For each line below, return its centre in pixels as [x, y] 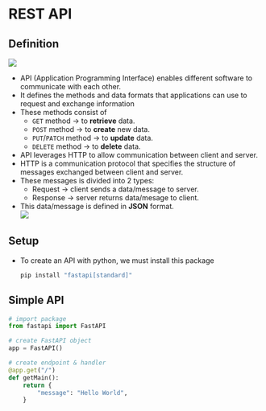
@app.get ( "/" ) [32, 370]
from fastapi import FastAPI [57, 327]
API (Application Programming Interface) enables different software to [136, 78]
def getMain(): [34, 378]
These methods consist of [63, 112]
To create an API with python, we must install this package [117, 260]
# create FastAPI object [50, 341]
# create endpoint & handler [57, 363]
